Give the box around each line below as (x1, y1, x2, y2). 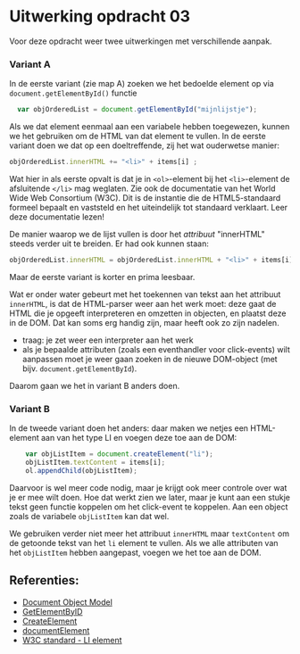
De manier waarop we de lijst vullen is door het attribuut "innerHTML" (9, 228, 265, 239)
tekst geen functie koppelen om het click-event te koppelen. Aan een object (9, 501, 288, 512)
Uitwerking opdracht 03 (9, 6, 190, 27)
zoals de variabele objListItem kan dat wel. (9, 510, 170, 521)
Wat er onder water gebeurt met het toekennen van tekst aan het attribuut (9, 288, 281, 300)
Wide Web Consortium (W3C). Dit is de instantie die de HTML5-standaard (9, 192, 281, 203)
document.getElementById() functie (9, 87, 137, 99)
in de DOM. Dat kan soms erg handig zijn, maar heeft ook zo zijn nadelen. (9, 317, 279, 327)
